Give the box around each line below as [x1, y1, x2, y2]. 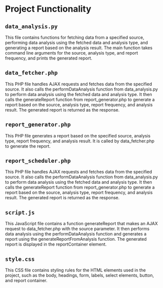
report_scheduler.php [5, 157, 71, 164]
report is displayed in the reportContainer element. [5, 241, 107, 247]
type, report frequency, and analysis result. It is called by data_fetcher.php [5, 138, 155, 144]
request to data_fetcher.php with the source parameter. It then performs [5, 226, 150, 232]
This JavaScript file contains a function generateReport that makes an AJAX [5, 221, 158, 227]
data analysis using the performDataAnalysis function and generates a [5, 231, 147, 237]
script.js [5, 209, 35, 216]
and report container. [5, 278, 48, 284]
